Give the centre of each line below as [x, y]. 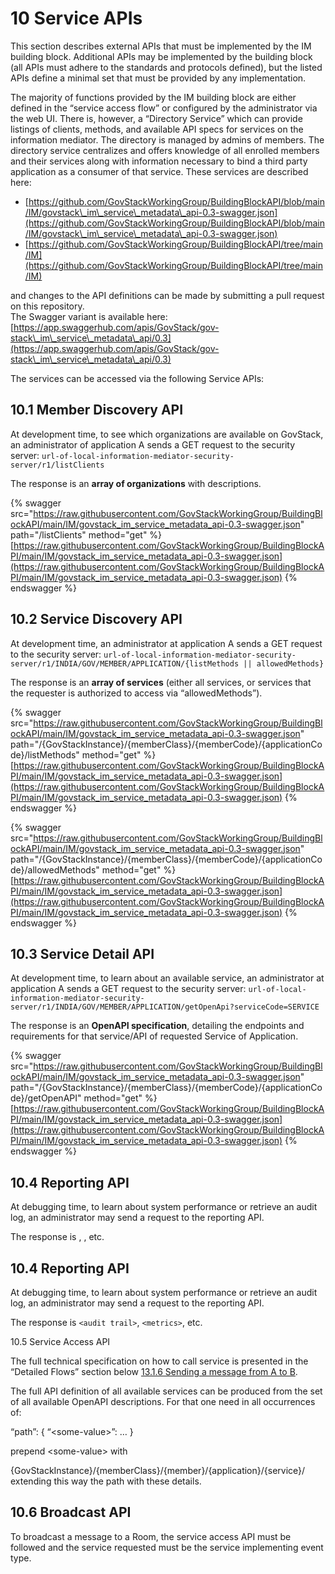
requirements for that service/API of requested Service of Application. [154, 1036]
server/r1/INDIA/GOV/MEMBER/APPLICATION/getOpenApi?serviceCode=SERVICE [165, 1007]
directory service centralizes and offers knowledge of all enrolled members [165, 150]
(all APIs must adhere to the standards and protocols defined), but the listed [166, 67]
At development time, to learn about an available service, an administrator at [167, 978]
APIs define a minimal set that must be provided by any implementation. [158, 78]
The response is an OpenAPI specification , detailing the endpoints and [157, 1026]
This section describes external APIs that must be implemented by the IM [161, 46]
